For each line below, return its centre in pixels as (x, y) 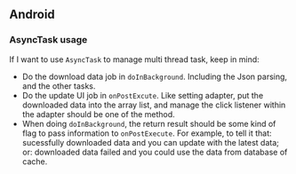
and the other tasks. (59, 86)
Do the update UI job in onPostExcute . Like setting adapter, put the (143, 95)
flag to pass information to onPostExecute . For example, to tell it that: (147, 133)
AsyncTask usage (48, 40)
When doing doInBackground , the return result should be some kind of (149, 123)
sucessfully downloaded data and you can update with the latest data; (151, 142)
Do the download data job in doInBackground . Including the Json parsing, (154, 76)
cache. (35, 161)
